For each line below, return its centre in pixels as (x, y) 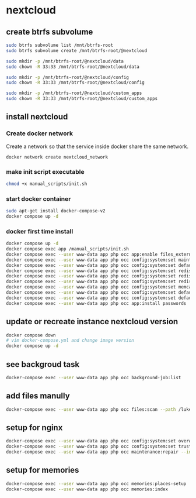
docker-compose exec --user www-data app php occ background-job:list (94, 377)
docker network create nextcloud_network (57, 157)
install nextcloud (37, 117)
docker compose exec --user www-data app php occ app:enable (82, 254)
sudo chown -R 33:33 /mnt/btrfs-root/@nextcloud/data (73, 67)
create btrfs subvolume (50, 32)
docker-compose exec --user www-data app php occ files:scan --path (91, 409)
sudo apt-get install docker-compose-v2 (56, 211)
